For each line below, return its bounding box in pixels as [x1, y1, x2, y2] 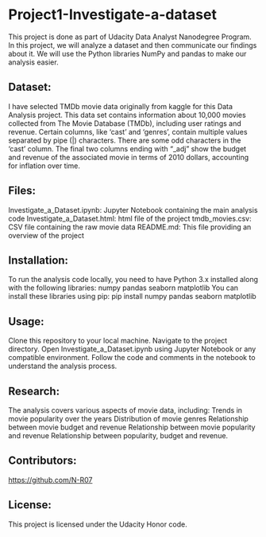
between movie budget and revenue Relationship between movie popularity [8, 422, 256, 432]
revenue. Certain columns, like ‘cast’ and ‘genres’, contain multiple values [8, 127, 248, 136]
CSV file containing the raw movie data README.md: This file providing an [8, 221, 252, 232]
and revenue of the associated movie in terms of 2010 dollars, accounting [8, 152, 249, 162]
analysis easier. [8, 57, 59, 67]
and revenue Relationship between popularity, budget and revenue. [8, 431, 229, 440]
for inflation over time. [8, 161, 81, 171]
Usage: [8, 315, 45, 328]
